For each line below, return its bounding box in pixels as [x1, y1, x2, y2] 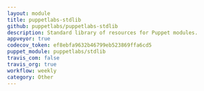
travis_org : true [7, 61, 57, 68]
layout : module [7, 10, 51, 17]
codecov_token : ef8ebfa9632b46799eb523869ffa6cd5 [7, 42, 152, 49]
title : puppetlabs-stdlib [7, 16, 81, 23]
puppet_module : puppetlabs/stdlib [7, 49, 106, 55]
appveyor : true [7, 36, 51, 42]
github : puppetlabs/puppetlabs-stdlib [7, 23, 118, 29]
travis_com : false [7, 55, 60, 62]
